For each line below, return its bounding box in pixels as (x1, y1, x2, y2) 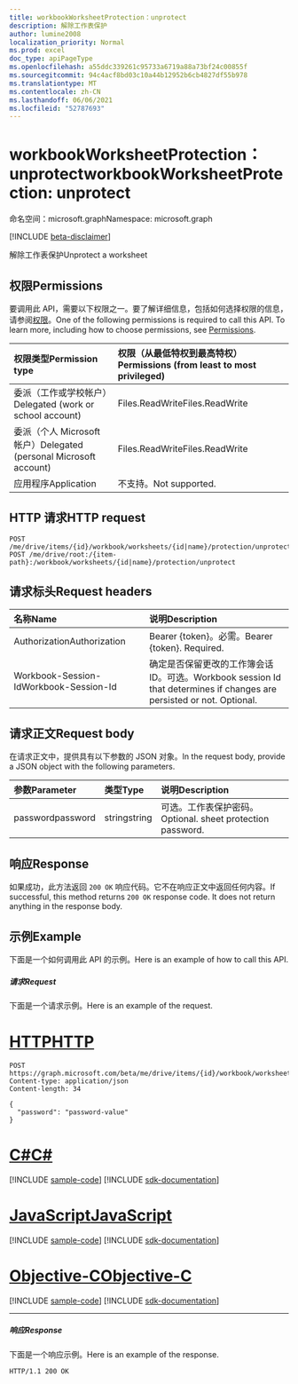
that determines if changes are (149, 683, 277, 695)
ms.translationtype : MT (9, 79, 98, 88)
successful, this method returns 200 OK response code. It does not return (9, 891, 276, 902)
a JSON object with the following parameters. (9, 761, 176, 772)
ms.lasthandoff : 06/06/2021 (9, 95, 114, 105)
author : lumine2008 (9, 29, 82, 38)
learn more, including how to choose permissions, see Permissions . (9, 325, 256, 335)
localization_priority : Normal (9, 37, 125, 47)
